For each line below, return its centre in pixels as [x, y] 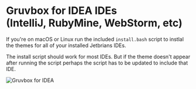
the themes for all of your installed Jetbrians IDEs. [66, 45]
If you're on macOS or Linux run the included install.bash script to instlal [95, 39]
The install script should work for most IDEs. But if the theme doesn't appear [98, 56]
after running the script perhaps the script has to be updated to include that [97, 63]
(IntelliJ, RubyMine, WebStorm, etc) [94, 23]
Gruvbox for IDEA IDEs [61, 11]
